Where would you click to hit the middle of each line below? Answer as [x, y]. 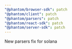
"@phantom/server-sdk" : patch [35, 28]
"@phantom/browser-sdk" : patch [36, 9]
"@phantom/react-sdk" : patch [34, 23]
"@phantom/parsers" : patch [32, 18]
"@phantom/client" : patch [30, 14]
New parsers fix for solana [31, 41]
